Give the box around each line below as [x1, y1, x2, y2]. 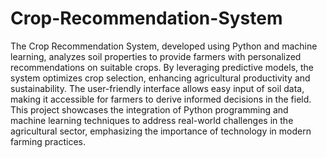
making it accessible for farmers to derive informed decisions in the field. [10, 93, 312, 105]
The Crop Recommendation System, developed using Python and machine [10, 40, 318, 52]
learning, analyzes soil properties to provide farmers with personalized [10, 50, 302, 62]
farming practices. [10, 135, 87, 147]
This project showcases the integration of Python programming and [10, 103, 289, 116]
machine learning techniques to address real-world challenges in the [10, 114, 294, 126]
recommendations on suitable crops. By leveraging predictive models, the [10, 61, 315, 73]
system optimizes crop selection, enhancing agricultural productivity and [10, 72, 311, 84]
